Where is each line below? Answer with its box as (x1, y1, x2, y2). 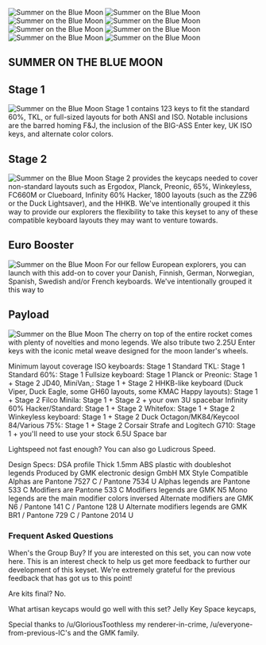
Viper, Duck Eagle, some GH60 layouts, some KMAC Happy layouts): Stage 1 (8, 386, 258, 396)
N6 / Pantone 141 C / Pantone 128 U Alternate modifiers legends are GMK (8, 501, 248, 512)
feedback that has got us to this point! (8, 573, 133, 583)
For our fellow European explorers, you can (105, 259, 246, 269)
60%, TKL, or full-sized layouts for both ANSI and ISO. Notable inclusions (8, 112, 249, 122)
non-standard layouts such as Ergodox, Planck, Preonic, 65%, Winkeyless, (8, 182, 253, 191)
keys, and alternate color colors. (8, 129, 114, 139)
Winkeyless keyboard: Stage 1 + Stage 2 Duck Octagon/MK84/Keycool (8, 411, 240, 421)
